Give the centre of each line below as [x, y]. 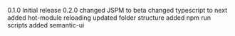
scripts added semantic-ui [46, 25]
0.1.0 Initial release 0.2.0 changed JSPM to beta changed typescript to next [117, 10]
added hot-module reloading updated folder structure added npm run [109, 18]
